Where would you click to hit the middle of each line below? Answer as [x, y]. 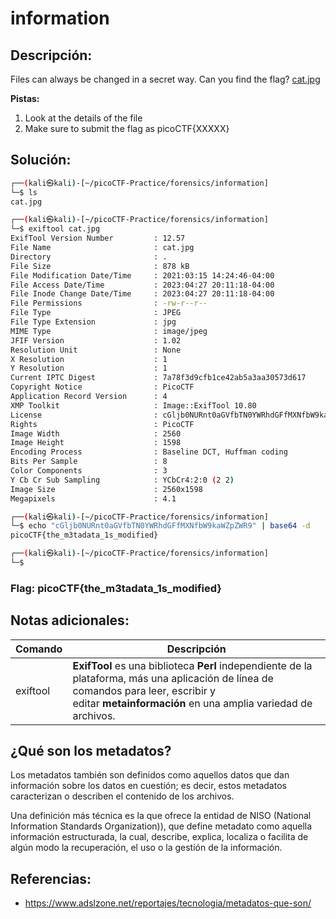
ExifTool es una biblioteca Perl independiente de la [192, 665]
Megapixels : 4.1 [93, 498]
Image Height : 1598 [96, 443]
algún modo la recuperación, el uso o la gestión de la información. [146, 848]
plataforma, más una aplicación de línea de [173, 678]
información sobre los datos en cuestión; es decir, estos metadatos [148, 786]
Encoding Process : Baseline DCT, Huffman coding [149, 452]
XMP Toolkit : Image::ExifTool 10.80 [133, 405]
